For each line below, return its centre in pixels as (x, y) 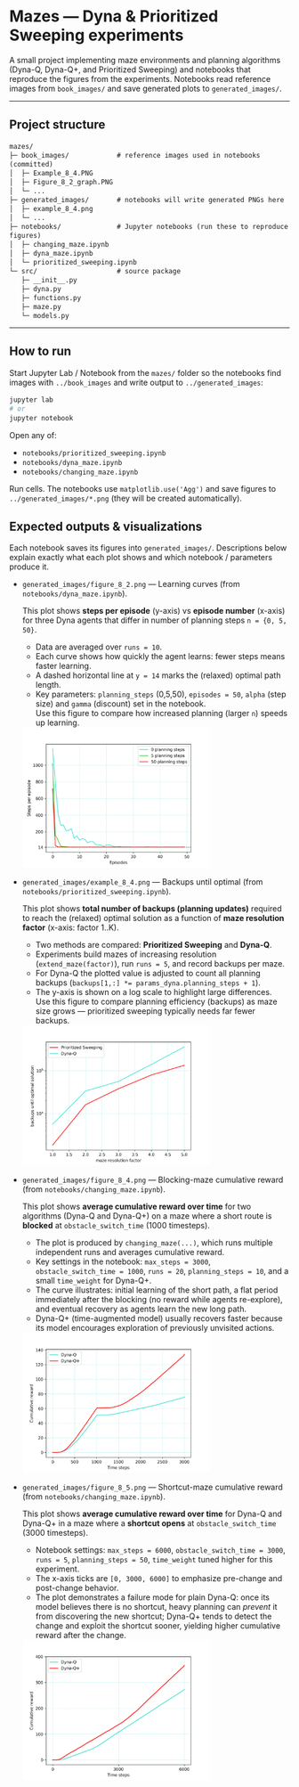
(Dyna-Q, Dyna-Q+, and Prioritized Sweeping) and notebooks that (130, 69)
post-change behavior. (77, 1588)
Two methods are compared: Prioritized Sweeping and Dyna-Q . (154, 945)
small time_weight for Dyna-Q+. (93, 1281)
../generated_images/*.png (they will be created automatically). (126, 498)
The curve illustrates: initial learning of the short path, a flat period (157, 1290)
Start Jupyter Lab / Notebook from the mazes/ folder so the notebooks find (145, 372)
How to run (40, 351)
